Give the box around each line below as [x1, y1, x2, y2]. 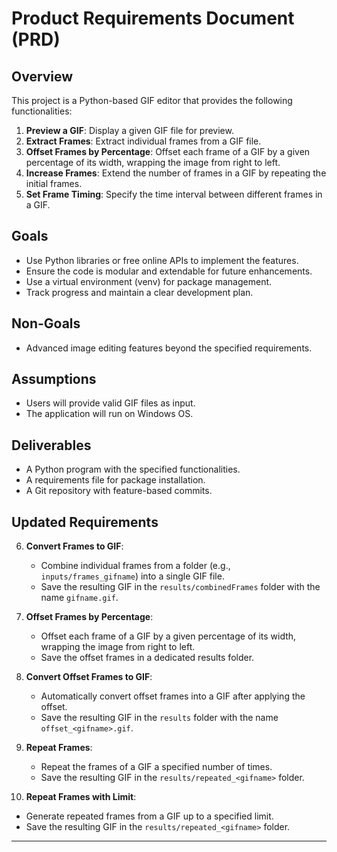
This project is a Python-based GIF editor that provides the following [11, 95, 293, 106]
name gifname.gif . [40, 592, 119, 604]
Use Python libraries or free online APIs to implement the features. [25, 254, 299, 266]
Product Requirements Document [11, 7, 295, 30]
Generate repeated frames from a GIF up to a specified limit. [25, 810, 274, 822]
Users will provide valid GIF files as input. [25, 397, 196, 409]
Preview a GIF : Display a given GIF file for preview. [25, 125, 234, 136]
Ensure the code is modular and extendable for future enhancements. [25, 265, 313, 277]
